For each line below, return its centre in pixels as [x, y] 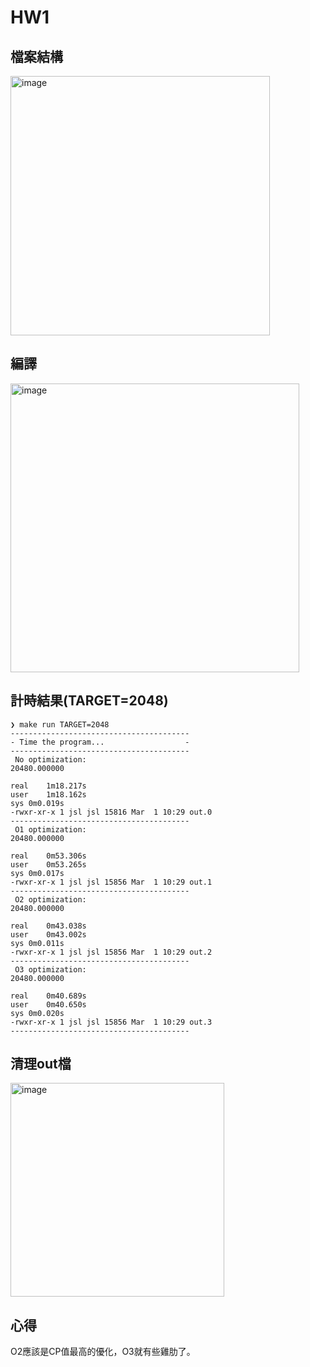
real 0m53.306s [48, 856]
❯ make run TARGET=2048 [60, 724]
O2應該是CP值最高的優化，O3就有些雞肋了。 [103, 1352]
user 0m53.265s [48, 864]
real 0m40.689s [48, 996]
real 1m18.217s [48, 786]
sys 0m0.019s [37, 803]
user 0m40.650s [48, 1004]
